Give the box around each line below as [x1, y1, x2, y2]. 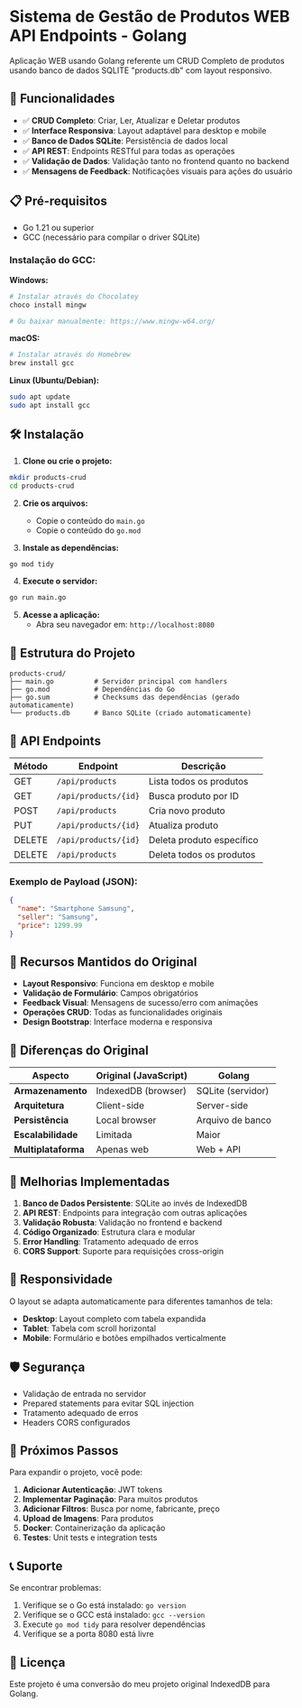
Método [14, 759, 48, 772]
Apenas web [96, 1143, 149, 1156]
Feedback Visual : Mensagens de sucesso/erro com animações [22, 997, 259, 1008]
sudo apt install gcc [9, 401, 91, 410]
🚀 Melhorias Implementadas [9, 1174, 170, 1189]
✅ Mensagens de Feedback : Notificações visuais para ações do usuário [22, 165, 293, 177]
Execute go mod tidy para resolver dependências [22, 1619, 206, 1630]
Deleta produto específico [148, 833, 259, 846]
